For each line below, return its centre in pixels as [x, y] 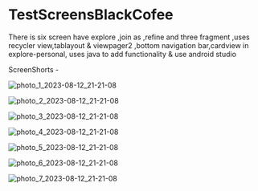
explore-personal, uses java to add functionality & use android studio [123, 54]
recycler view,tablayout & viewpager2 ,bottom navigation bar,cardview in [129, 45]
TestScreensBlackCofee [91, 15]
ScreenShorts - [33, 69]
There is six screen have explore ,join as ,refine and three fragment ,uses [129, 37]
